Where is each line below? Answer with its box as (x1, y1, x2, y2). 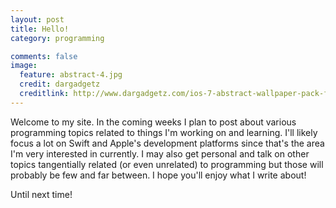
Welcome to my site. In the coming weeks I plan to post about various (10, 116, 297, 128)
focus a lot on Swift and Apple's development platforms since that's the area (10, 137, 325, 149)
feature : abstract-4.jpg (19, 70, 123, 80)
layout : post (10, 14, 65, 25)
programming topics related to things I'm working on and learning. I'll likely (10, 126, 318, 138)
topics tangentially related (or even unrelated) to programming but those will (10, 158, 324, 170)
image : (10, 61, 38, 71)
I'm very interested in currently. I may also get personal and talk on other (10, 147, 310, 160)
